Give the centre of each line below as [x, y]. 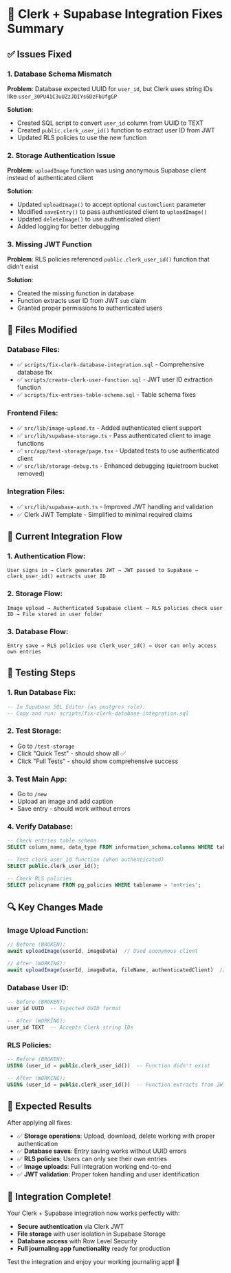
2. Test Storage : [34, 731]
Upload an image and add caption [65, 801]
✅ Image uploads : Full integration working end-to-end [94, 1167]
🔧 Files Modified [42, 329]
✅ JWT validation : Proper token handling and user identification [108, 1174]
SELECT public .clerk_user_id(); [53, 866]
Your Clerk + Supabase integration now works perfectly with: [93, 1213]
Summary [35, 29]
